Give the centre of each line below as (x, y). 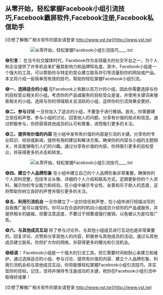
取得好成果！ (18, 277)
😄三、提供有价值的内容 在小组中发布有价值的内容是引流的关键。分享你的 (78, 134)
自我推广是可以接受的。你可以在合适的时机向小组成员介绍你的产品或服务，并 (81, 207)
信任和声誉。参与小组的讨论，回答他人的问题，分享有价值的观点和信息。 (81, 117)
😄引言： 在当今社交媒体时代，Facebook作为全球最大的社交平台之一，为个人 (81, 60)
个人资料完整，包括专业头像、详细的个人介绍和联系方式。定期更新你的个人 (79, 179)
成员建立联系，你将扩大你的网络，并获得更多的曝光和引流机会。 (69, 242)
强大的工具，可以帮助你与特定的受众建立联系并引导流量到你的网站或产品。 (83, 73)
